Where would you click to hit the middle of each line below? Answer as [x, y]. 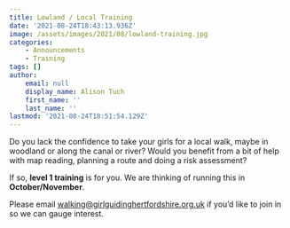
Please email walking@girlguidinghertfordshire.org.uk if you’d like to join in [145, 204]
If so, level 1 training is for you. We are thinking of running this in [127, 177]
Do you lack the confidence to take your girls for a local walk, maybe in [139, 142]
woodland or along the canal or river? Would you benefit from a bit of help [144, 151]
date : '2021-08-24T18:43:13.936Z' [73, 26]
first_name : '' [53, 100]
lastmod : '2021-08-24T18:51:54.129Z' [79, 116]
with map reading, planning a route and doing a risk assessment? [128, 161]
